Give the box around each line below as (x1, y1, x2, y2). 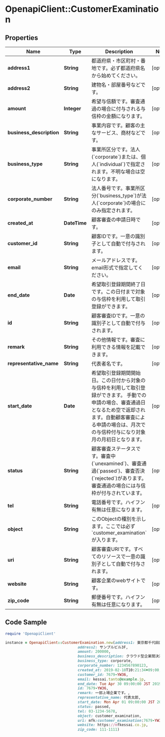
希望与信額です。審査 (91, 98, 140, 104)
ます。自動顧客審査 (91, 414, 136, 421)
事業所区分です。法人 (91, 146, 140, 153)
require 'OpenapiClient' (5, 631, 56, 636)
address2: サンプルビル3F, (78, 644, 129, 650)
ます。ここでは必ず (91, 523, 136, 530)
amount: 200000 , (78, 649, 111, 654)
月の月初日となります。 (91, 436, 145, 443)
